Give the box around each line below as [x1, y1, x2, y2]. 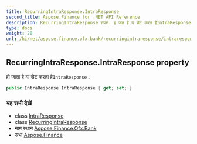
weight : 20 [6, 31, 33, 36]
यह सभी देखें [6, 99, 32, 107]
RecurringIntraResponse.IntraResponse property [6, 58, 189, 68]
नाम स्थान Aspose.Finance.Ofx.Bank [14, 125, 97, 132]
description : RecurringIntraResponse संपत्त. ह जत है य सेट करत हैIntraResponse [6, 19, 192, 25]
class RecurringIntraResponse [14, 118, 88, 125]
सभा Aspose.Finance [14, 131, 63, 138]
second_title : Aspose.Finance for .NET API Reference [6, 14, 141, 20]
